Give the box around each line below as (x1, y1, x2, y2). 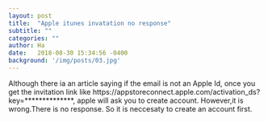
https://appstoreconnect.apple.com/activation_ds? (92, 87, 261, 96)
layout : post (8, 11, 52, 20)
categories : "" (8, 34, 60, 43)
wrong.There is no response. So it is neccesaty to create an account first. (8, 104, 253, 113)
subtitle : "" (8, 26, 52, 35)
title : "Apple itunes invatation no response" (8, 19, 172, 27)
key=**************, (8, 96, 76, 105)
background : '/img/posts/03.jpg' (8, 57, 121, 65)
